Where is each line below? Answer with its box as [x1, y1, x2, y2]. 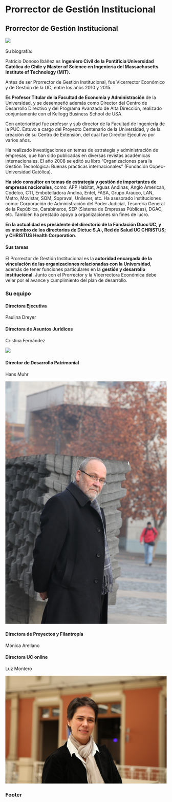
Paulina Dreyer [5, 314, 36, 320]
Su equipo [5, 290, 31, 297]
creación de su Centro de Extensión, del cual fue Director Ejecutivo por [5, 132, 155, 138]
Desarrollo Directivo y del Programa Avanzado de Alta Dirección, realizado [5, 105, 162, 111]
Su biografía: [5, 48, 32, 54]
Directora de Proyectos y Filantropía [5, 631, 83, 637]
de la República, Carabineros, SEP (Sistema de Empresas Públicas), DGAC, [5, 206, 163, 212]
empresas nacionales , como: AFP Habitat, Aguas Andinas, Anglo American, [5, 184, 166, 190]
